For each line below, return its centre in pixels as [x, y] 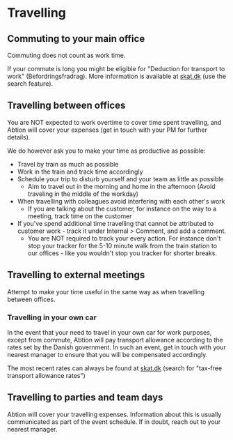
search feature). [30, 84]
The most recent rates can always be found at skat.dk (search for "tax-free [115, 368]
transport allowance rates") [46, 375]
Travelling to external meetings [76, 275]
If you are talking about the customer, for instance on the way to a [122, 208]
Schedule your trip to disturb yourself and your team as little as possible [120, 179]
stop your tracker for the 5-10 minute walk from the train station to [122, 245]
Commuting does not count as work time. [66, 55]
